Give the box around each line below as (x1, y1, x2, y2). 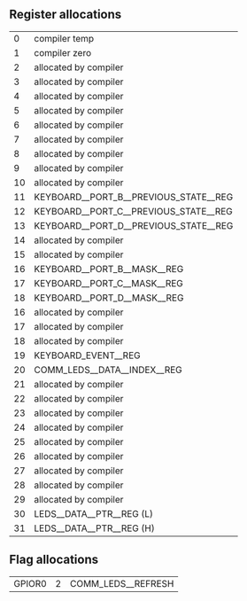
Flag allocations (9, 552, 99, 567)
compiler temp (34, 32, 95, 44)
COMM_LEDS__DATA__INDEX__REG (34, 363, 183, 376)
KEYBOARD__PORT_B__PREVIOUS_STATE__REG (34, 191, 234, 203)
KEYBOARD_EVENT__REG (34, 349, 141, 362)
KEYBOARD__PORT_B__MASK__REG (34, 262, 184, 275)
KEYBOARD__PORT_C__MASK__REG (34, 277, 184, 289)
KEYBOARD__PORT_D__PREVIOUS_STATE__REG (34, 219, 234, 231)
